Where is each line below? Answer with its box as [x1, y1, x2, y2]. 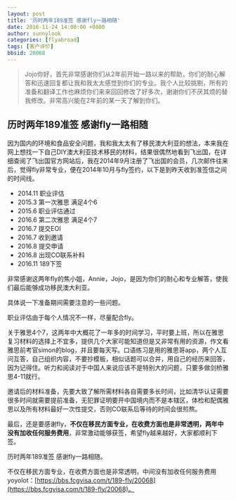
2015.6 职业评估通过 [17, 206, 76, 215]
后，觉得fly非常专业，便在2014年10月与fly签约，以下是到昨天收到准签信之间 [7, 165, 227, 173]
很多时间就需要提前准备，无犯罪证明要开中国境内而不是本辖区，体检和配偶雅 [7, 396, 229, 404]
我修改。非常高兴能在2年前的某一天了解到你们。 [24, 96, 164, 104]
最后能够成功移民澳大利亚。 [13, 283, 93, 292]
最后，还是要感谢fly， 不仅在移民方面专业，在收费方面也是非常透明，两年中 [7, 420, 224, 428]
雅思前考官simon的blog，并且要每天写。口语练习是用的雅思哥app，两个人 [7, 346, 221, 354]
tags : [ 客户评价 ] [7, 43, 54, 50]
